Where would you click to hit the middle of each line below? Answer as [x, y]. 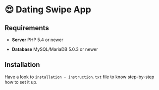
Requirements [27, 28]
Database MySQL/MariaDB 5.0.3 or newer [55, 49]
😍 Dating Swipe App [48, 10]
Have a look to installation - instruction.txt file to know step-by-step [79, 77]
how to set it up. [21, 82]
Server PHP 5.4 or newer [37, 40]
